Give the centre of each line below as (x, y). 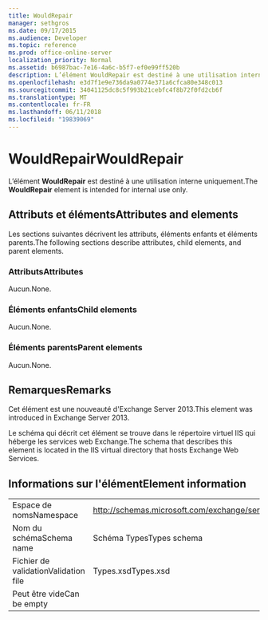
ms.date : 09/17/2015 (43, 30)
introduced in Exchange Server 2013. (69, 418)
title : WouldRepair (41, 16)
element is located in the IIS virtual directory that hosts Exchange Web (124, 450)
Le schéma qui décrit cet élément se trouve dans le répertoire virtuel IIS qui (132, 433)
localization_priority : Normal (60, 61)
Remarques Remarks (60, 390)
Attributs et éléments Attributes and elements (123, 215)
